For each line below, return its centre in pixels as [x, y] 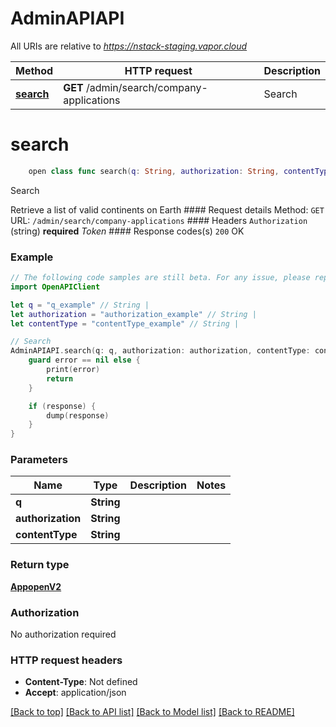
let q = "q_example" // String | [80, 305]
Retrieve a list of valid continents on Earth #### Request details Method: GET [167, 209]
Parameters [39, 460]
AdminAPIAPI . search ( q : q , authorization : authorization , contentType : [160, 351]
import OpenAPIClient [55, 287]
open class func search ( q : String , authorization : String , [154, 171]
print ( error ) [73, 370]
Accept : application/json [75, 693]
